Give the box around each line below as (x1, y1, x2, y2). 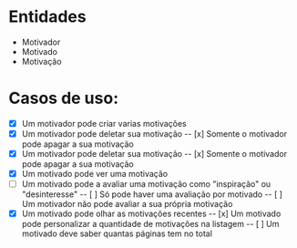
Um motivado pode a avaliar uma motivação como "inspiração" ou (21, 179, 271, 190)
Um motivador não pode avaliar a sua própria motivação (21, 199, 233, 210)
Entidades (8, 6, 87, 27)
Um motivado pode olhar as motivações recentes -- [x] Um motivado (21, 208, 282, 220)
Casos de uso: (8, 88, 119, 108)
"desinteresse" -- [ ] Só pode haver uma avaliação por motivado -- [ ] (21, 189, 283, 200)
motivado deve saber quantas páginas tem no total (21, 228, 213, 239)
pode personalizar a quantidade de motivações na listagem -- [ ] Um (21, 219, 280, 230)
